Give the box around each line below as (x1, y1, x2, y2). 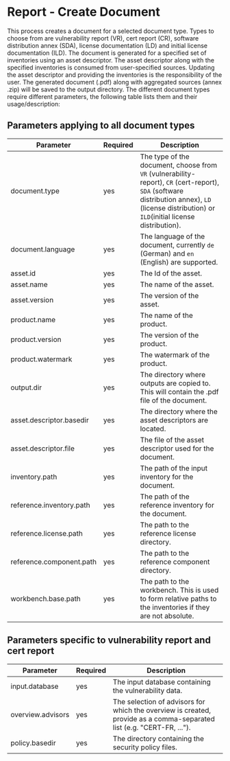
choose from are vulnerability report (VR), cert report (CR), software (7, 34, 199, 42)
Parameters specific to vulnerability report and (7, 635, 211, 646)
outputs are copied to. (140, 378, 211, 388)
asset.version (10, 295, 54, 304)
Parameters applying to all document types (7, 120, 195, 131)
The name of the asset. (140, 280, 214, 289)
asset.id (10, 269, 36, 278)
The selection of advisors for (112, 696, 205, 706)
